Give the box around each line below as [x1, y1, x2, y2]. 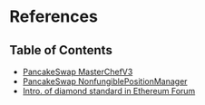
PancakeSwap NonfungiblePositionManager [22, 76, 188, 87]
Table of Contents [9, 43, 113, 58]
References [9, 6, 98, 27]
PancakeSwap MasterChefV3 [22, 66, 133, 77]
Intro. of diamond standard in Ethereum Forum [22, 86, 196, 96]
